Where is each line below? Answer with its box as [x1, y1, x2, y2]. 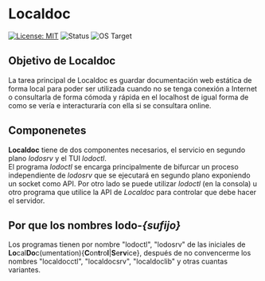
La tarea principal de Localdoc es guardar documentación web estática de [8, 75, 252, 84]
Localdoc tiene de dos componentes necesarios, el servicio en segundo [8, 145, 246, 154]
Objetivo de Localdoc [8, 54, 116, 68]
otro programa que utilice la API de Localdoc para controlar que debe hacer [8, 187, 257, 197]
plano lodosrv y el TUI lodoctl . [8, 153, 107, 163]
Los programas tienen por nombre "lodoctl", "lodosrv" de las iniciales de [8, 240, 246, 249]
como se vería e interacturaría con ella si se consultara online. [8, 100, 212, 110]
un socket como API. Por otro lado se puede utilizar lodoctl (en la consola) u [8, 178, 257, 188]
